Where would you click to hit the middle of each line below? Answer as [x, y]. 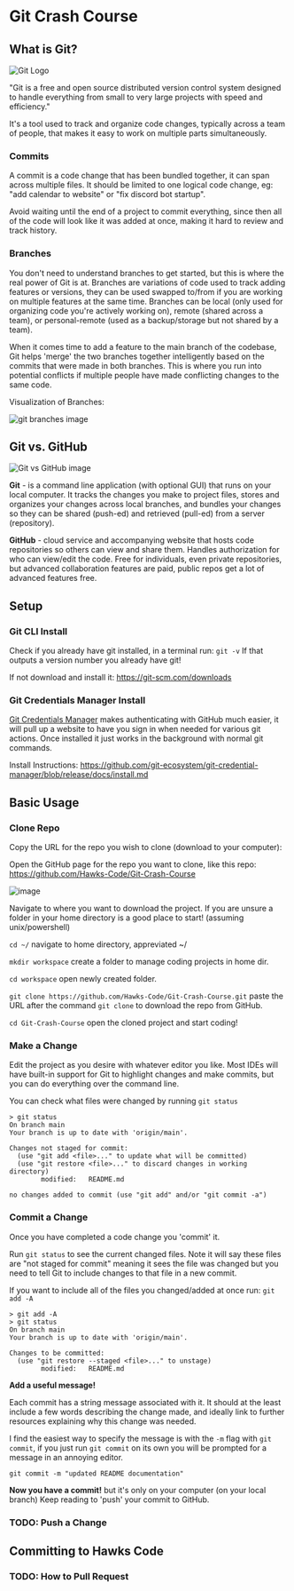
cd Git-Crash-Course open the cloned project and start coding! [124, 1022]
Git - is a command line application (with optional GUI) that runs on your [140, 485]
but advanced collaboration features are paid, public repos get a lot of [137, 569]
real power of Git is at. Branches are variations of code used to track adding [147, 282]
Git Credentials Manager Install [77, 701]
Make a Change [43, 1046]
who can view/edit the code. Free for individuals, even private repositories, [146, 559]
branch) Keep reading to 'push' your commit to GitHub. [109, 1500]
